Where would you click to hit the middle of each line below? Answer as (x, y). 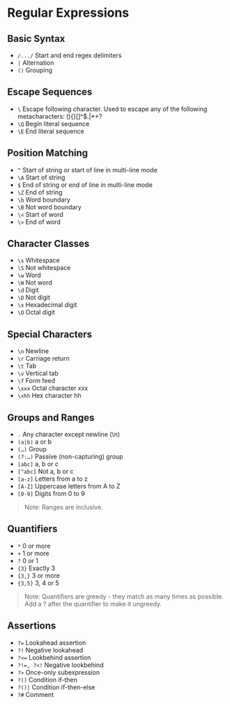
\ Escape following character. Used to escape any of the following (112, 109)
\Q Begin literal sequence (53, 123)
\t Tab (27, 366)
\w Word (29, 275)
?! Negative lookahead (50, 650)
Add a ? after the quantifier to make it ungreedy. (93, 604)
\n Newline (33, 351)
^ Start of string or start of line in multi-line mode (87, 170)
